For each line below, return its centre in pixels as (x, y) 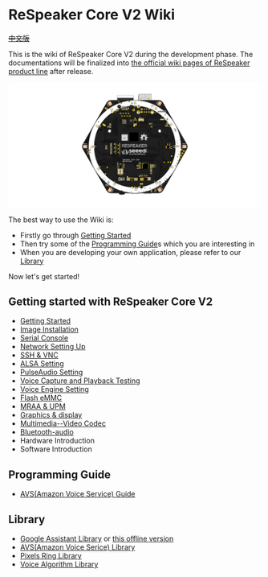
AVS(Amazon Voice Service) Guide (77, 494)
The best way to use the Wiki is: (61, 220)
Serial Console (44, 338)
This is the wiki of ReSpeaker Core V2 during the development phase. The (131, 54)
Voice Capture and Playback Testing (80, 381)
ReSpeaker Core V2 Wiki (91, 15)
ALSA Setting (42, 364)
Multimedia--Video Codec (63, 423)
